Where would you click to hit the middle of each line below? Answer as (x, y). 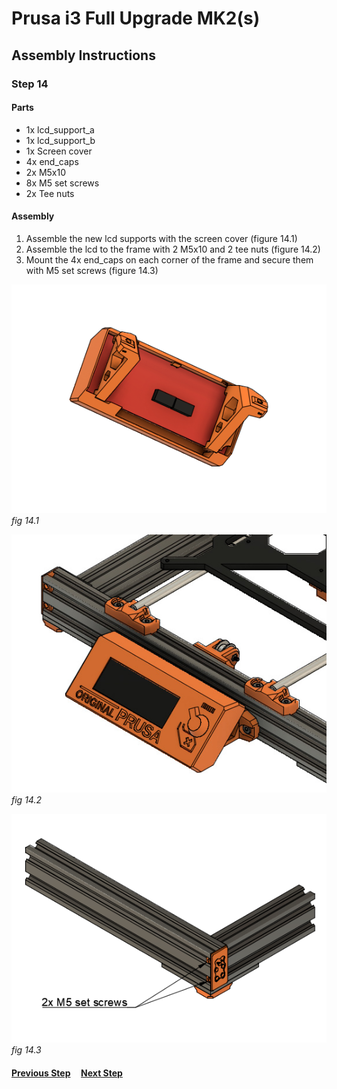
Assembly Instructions (83, 55)
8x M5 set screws (62, 183)
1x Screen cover (59, 151)
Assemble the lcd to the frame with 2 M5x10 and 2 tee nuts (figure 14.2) (173, 249)
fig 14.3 (26, 1050)
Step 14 (30, 84)
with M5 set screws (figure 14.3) (92, 270)
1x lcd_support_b (60, 140)
